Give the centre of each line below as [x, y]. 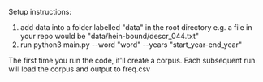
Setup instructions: [40, 12]
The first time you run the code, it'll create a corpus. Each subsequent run [132, 60]
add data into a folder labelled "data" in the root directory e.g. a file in [136, 27]
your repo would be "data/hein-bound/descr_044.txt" [110, 36]
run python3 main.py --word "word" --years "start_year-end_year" [131, 45]
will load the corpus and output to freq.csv [80, 69]
